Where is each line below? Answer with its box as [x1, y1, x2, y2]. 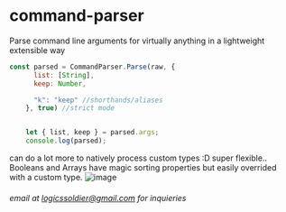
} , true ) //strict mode [25, 104, 115, 113]
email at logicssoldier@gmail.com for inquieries [9, 192, 187, 203]
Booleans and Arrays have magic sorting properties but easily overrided [9, 162, 277, 173]
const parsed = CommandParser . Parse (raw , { [9, 62, 176, 71]
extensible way [9, 44, 66, 55]
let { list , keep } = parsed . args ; [25, 128, 160, 137]
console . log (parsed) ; [25, 136, 106, 145]
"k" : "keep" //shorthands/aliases [32, 96, 164, 105]
